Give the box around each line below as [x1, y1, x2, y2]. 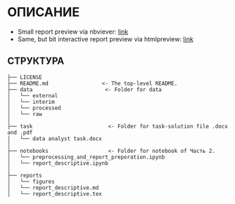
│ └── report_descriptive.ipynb [7, 159, 109, 167]
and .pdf [7, 129, 33, 136]
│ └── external [7, 92, 58, 99]
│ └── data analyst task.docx [7, 135, 102, 142]
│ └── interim [7, 98, 55, 105]
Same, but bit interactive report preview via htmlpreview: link [17, 34, 193, 43]
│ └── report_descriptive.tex [7, 190, 102, 197]
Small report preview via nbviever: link [17, 27, 129, 36]
